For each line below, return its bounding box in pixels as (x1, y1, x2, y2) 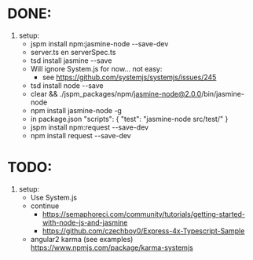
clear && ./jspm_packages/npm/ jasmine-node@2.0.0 (30, 89, 202, 98)
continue (30, 201, 60, 211)
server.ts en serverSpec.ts (30, 47, 116, 57)
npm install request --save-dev (30, 130, 131, 140)
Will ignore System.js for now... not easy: (30, 64, 163, 73)
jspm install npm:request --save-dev (30, 123, 149, 132)
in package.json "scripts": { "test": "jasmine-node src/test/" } (30, 114, 229, 123)
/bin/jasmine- (200, 89, 245, 98)
